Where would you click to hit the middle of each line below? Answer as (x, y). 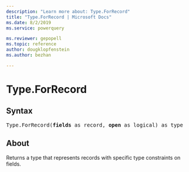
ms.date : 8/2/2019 (29, 22)
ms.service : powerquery (35, 28)
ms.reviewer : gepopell (34, 39)
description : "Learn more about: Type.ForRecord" (68, 11)
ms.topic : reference (31, 44)
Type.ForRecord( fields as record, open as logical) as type (95, 125)
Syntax (19, 111)
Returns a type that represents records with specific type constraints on (93, 157)
